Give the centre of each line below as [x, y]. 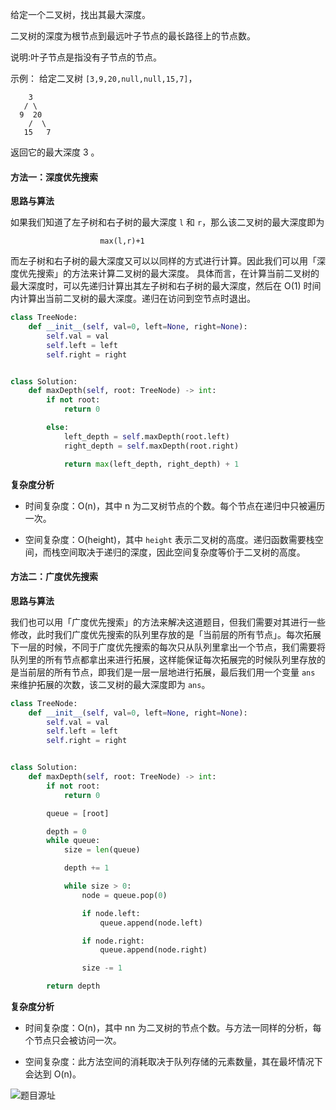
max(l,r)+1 [122, 241]
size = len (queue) [102, 850]
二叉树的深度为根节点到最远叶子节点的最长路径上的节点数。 [133, 36]
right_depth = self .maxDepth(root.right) [151, 446]
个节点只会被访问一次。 [73, 1040]
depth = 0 [66, 831]
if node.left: [111, 913]
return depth [73, 986]
